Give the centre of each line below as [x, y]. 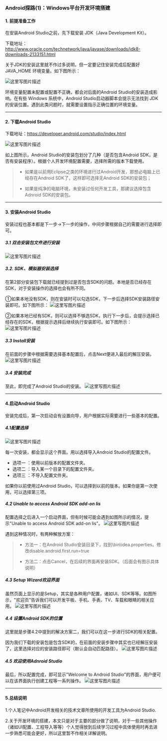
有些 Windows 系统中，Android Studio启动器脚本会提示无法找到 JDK [88, 98]
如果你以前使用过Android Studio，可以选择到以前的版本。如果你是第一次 [79, 486]
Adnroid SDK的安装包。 [49, 195]
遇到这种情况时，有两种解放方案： [40, 534]
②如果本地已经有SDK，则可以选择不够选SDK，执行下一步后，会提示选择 [80, 316]
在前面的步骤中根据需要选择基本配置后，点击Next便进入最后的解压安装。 [80, 354]
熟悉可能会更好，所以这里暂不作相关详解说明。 [62, 733]
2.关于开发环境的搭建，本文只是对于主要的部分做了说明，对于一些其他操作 [81, 721]
